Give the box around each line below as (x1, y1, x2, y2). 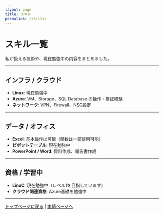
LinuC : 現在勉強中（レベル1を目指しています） (12, 182, 106, 188)
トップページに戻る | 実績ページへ (5, 203, 73, 209)
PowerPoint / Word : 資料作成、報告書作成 (12, 148, 97, 154)
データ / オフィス (5, 122, 56, 131)
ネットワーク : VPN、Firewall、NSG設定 (12, 102, 91, 108)
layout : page (5, 7, 32, 12)
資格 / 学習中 (5, 169, 43, 177)
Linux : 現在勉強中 (12, 90, 48, 96)
